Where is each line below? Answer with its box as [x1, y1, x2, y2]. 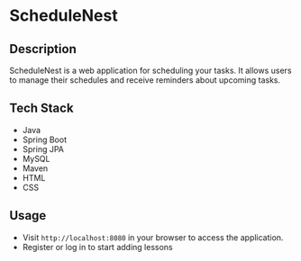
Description [9, 41, 77, 57]
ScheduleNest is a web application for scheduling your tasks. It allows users [9, 65, 292, 76]
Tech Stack [9, 101, 74, 116]
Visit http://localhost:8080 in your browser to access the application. [22, 231, 284, 243]
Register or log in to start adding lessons [22, 241, 173, 252]
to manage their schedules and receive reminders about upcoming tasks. [9, 75, 281, 85]
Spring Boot [22, 134, 68, 145]
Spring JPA [22, 143, 65, 154]
